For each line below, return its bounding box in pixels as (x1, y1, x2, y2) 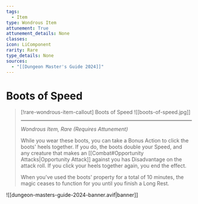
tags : (6, 8, 19, 15)
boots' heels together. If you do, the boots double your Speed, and (20, 143, 183, 151)
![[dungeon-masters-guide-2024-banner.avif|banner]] (6, 192, 138, 199)
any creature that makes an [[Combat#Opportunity (20, 150, 144, 157)
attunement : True (6, 25, 49, 31)
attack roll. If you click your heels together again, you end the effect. (20, 162, 187, 169)
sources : (6, 58, 28, 64)
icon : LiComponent (6, 42, 51, 48)
